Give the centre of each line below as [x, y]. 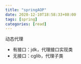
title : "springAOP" [26, 10]
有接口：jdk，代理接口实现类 [43, 50]
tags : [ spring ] [21, 19]
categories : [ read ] [26, 24]
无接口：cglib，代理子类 [38, 56]
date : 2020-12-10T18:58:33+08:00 [41, 15]
